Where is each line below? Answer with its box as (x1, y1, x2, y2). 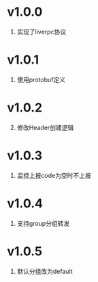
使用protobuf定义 (16, 75, 66, 84)
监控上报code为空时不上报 (16, 171, 91, 179)
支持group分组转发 (16, 219, 70, 227)
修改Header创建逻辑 (16, 123, 74, 131)
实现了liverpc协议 (16, 27, 67, 36)
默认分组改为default (16, 267, 73, 275)
